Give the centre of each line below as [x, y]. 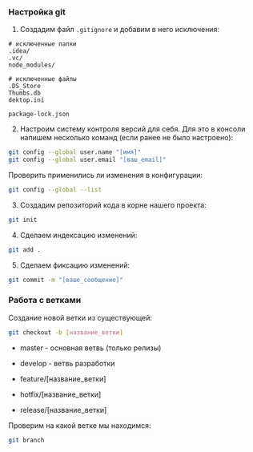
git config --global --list [55, 190]
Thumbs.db [25, 93]
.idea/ [19, 51]
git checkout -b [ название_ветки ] [66, 332]
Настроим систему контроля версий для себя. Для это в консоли [133, 129]
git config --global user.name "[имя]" [75, 152]
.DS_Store [25, 87]
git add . [25, 250]
